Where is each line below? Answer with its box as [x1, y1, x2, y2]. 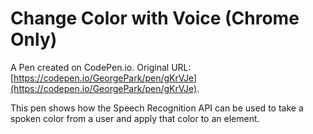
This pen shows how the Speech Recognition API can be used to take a [10, 102, 304, 114]
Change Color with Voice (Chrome [10, 7, 300, 30]
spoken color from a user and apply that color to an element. [10, 112, 260, 124]
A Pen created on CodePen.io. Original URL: [10, 61, 192, 73]
